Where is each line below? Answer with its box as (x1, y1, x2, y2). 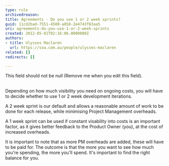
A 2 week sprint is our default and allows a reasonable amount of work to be (5, 103, 164, 109)
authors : (5, 36, 24, 41)
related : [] (5, 50, 30, 55)
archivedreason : (5, 12, 39, 17)
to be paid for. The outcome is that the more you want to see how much (5, 144, 154, 150)
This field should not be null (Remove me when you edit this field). (5, 73, 143, 79)
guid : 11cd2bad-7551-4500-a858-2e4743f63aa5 (5, 21, 100, 27)
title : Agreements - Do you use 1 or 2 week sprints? (5, 17, 121, 22)
